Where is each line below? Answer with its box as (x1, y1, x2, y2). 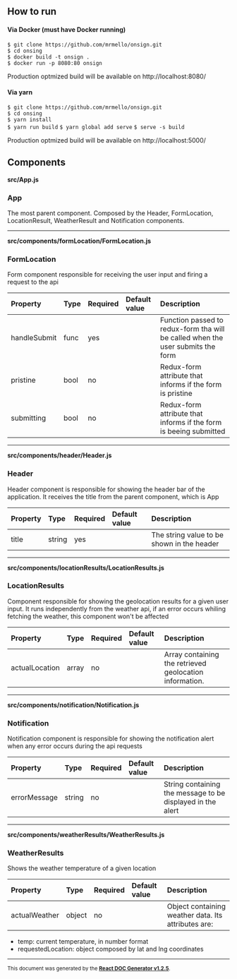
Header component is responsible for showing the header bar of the (7, 485, 206, 493)
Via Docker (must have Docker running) (7, 25, 126, 34)
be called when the (159, 333, 224, 343)
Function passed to (159, 316, 224, 325)
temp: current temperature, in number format (17, 937, 149, 946)
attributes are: (166, 919, 214, 929)
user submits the (159, 342, 216, 352)
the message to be (163, 788, 226, 798)
